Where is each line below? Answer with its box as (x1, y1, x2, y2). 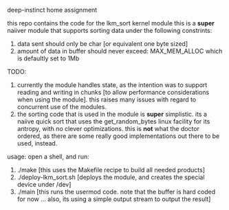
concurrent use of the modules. (17, 103, 107, 110)
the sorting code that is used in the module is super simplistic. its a (17, 110, 208, 118)
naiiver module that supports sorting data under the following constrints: (7, 27, 212, 34)
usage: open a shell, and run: (7, 152, 89, 161)
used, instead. (17, 139, 58, 147)
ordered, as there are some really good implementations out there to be (17, 132, 220, 140)
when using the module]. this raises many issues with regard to (17, 95, 197, 104)
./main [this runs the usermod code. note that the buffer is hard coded (17, 188, 216, 196)
